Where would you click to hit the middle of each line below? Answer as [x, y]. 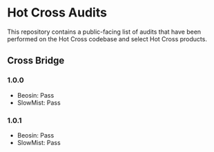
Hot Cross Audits [57, 13]
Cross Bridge [36, 61]
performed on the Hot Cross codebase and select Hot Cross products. [107, 39]
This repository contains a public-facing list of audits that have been [104, 32]
